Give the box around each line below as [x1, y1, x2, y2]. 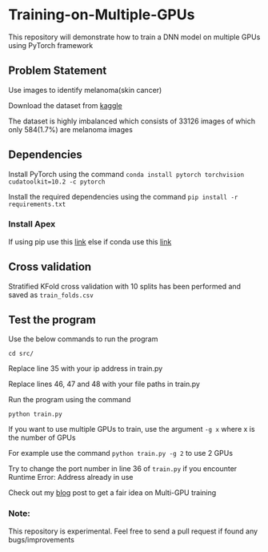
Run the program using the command [8, 395, 131, 405]
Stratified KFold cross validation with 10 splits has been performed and [8, 281, 242, 291]
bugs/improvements [8, 534, 74, 544]
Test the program [8, 313, 96, 327]
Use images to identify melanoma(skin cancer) [8, 85, 162, 95]
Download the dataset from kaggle [8, 100, 122, 110]
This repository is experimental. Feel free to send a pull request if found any [8, 526, 258, 536]
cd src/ [8, 350, 34, 358]
